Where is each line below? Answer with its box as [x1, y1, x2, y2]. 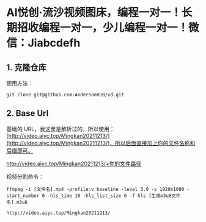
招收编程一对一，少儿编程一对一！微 [17, 21, 200, 35]
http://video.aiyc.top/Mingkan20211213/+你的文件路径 [6, 160, 142, 167]
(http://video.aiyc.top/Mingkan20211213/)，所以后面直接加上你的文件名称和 [6, 139, 196, 146]
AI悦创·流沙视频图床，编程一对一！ [6, 5, 182, 20]
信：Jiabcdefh [6, 36, 81, 50]
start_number [6, 193, 40, 199]
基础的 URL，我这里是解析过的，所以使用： [6, 125, 115, 132]
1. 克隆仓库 [6, 62, 47, 73]
